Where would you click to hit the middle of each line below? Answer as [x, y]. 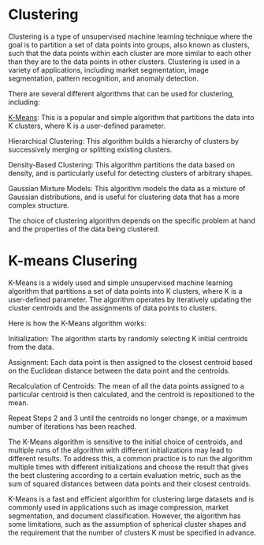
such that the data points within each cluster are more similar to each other [130, 53]
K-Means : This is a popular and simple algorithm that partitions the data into [131, 117]
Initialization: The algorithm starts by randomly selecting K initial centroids [128, 338]
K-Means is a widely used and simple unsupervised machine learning [121, 283]
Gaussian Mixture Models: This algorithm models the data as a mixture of [127, 188]
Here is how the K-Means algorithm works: [78, 323]
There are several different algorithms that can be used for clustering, [121, 93]
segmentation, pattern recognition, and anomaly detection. [104, 78]
